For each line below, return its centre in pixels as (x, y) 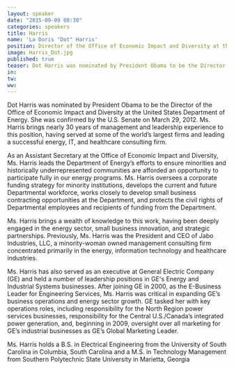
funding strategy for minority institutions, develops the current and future (112, 185)
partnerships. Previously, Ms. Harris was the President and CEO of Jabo (110, 236)
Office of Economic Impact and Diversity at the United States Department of (116, 112)
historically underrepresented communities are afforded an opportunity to (113, 170)
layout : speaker (31, 14)
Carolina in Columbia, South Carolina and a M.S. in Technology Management (117, 352)
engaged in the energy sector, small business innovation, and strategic (109, 228)
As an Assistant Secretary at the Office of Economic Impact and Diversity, (113, 156)
